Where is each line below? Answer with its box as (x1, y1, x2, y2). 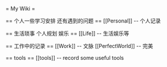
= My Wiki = (5, 5, 36, 12)
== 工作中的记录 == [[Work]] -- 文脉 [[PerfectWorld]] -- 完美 (5, 43, 153, 49)
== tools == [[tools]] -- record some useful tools (5, 55, 124, 61)
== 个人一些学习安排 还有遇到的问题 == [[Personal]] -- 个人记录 (5, 17, 161, 24)
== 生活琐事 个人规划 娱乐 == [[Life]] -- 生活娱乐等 (5, 30, 130, 37)
